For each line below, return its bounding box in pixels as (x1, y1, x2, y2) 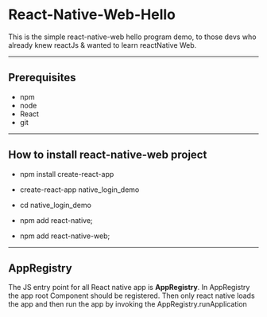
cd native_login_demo (19, 200, 91, 209)
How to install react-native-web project (8, 148, 207, 162)
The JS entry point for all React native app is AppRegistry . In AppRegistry (8, 283, 250, 292)
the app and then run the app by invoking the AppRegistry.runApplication (8, 299, 248, 309)
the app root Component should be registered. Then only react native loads (8, 291, 256, 300)
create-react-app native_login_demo (19, 185, 140, 194)
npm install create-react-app (19, 169, 114, 178)
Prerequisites (8, 71, 76, 84)
